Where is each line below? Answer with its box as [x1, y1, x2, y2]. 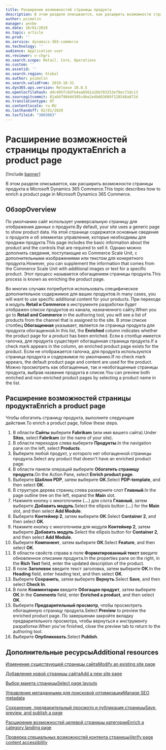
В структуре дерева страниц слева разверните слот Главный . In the [12, 487, 157, 493]
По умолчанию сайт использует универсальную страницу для [5, 218, 137, 224]
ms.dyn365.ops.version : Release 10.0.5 [5, 85, 88, 90]
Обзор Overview [5, 205, 57, 214]
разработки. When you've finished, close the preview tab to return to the [12, 623, 161, 629]
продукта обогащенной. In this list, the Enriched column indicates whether [5, 327, 158, 333]
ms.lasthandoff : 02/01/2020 [5, 108, 64, 113]
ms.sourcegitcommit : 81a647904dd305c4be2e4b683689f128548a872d [5, 94, 138, 99]
